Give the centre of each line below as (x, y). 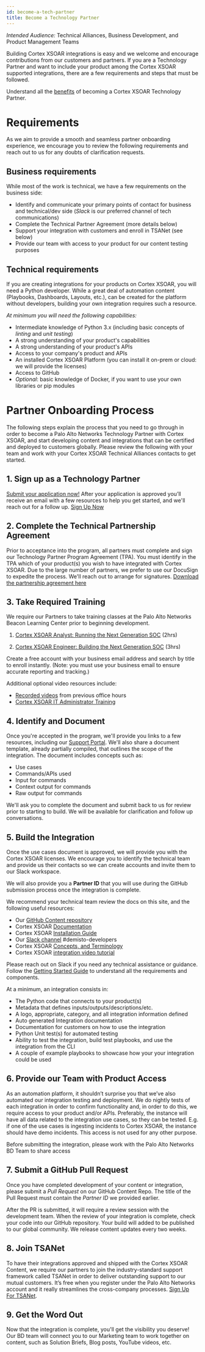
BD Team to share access (38, 1151)
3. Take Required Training (56, 602)
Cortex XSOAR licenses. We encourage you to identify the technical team (98, 859)
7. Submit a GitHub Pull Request (67, 1170)
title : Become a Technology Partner (53, 18)
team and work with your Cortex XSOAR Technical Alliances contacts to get (101, 453)
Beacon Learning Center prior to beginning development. (78, 623)
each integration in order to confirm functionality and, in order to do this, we (102, 1106)
